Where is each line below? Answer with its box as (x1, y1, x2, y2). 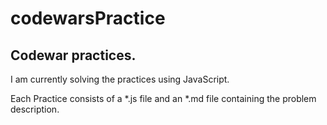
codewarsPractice (10, 7, 166, 30)
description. (10, 103, 60, 115)
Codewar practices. (10, 47, 137, 64)
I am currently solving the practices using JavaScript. (10, 73, 230, 85)
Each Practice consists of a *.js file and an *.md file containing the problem (10, 93, 317, 104)
